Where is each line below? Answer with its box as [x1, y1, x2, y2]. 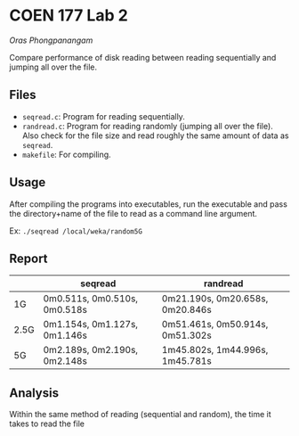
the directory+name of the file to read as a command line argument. [9, 208, 258, 218]
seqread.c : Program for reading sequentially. [21, 111, 185, 121]
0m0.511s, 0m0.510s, [43, 292, 139, 305]
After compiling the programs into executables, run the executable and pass [9, 198, 287, 210]
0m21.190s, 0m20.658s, [161, 292, 269, 305]
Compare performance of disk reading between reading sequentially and [9, 52, 277, 62]
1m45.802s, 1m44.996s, [161, 344, 269, 357]
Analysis [9, 385, 60, 400]
